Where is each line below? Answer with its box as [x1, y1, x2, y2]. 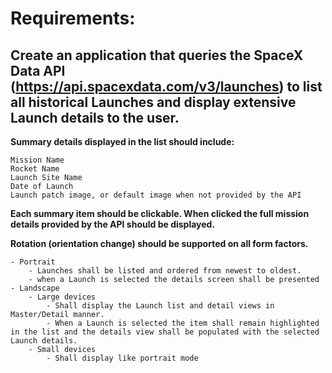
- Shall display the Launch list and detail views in [46, 301, 275, 311]
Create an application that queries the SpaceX [10, 47, 304, 64]
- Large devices [28, 292, 97, 302]
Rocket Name [10, 164, 60, 174]
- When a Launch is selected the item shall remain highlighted [46, 318, 320, 328]
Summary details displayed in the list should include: [10, 136, 235, 147]
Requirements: [10, 7, 136, 30]
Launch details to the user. [10, 109, 180, 126]
